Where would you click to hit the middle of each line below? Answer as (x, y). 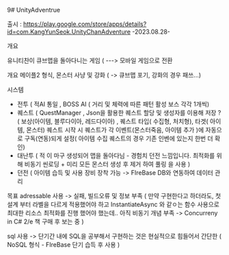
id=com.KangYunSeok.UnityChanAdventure (69, 32)
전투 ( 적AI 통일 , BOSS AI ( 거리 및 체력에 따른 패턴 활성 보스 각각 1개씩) (113, 104)
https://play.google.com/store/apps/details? (85, 24)
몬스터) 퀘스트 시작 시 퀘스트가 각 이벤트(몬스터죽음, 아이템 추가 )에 (115, 130)
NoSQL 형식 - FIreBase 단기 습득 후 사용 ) (64, 245)
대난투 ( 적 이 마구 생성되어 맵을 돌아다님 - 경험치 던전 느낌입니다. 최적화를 (116, 156)
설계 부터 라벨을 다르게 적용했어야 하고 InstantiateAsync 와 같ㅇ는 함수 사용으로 (113, 204)
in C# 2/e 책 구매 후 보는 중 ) (45, 221)
